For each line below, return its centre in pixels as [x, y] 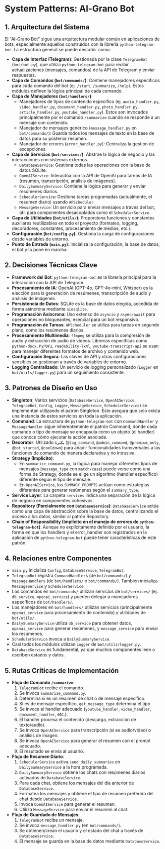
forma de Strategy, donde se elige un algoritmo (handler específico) [88, 474]
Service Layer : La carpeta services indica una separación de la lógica [83, 495]
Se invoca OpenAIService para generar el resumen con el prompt [85, 741]
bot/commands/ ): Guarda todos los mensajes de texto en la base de [87, 133]
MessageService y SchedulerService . [48, 586]
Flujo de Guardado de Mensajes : [46, 815]
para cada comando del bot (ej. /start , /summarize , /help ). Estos [78, 86]
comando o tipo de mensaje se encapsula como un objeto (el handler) [83, 431]
